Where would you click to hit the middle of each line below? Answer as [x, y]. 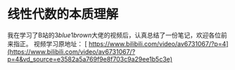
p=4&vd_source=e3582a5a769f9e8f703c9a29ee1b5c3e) [90, 59]
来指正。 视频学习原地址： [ [47, 43]
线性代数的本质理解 [63, 14]
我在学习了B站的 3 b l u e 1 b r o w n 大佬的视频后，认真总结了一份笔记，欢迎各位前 [117, 35]
